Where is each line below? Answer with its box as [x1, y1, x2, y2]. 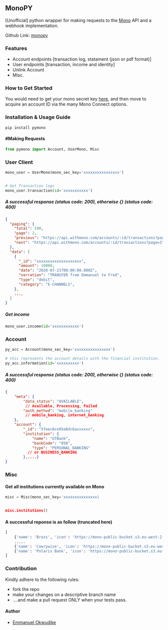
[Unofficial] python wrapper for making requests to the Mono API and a [5, 17, 151, 23]
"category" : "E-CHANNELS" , [18, 282, 75, 287]
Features [5, 45, 27, 52]
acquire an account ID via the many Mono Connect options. [5, 101, 127, 107]
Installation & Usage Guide [5, 114, 71, 121]
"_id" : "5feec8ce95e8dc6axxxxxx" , [23, 427, 95, 432]
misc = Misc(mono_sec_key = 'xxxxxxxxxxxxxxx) [5, 495, 99, 500]
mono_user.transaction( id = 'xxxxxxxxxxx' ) [5, 188, 93, 193]
